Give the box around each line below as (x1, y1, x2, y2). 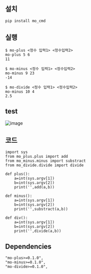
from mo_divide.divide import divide (5, 163, 84, 168)
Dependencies (5, 242, 51, 250)
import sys (5, 150, 28, 155)
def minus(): (5, 193, 32, 199)
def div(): (5, 215, 28, 220)
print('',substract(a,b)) (14, 207, 68, 212)
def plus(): (5, 172, 30, 177)
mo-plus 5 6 (5, 52, 30, 57)
